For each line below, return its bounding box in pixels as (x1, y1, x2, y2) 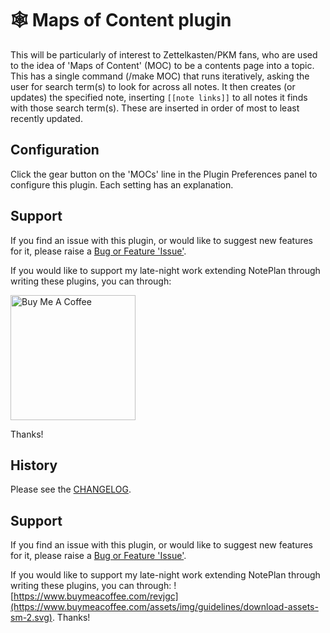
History (10, 457, 58, 474)
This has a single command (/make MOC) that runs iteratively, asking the (10, 70, 310, 82)
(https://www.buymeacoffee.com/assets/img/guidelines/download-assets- (10, 601, 319, 613)
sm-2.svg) (10, 612, 53, 624)
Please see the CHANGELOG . (10, 483, 132, 496)
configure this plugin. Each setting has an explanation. (10, 178, 234, 191)
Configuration (10, 142, 100, 159)
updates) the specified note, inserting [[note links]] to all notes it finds (10, 91, 308, 103)
